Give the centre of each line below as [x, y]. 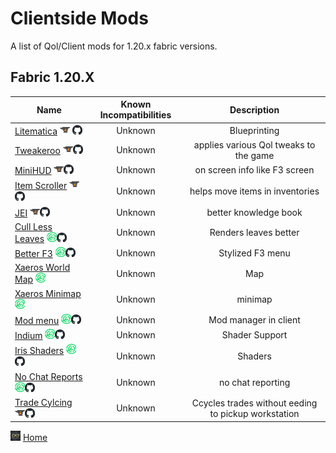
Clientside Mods [79, 18]
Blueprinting [254, 130]
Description [254, 109]
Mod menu [37, 320]
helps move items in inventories [254, 191]
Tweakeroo [37, 151]
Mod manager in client [254, 319]
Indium [28, 335]
